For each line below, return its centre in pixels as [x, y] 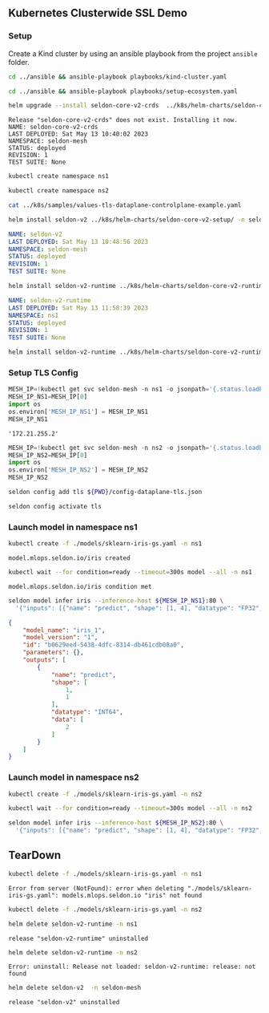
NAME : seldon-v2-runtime [50, 300]
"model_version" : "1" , [60, 638]
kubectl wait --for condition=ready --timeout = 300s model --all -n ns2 [130, 808]
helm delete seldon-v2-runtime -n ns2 [73, 952]
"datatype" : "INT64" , [87, 712]
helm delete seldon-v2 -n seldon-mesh [75, 988]
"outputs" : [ [44, 660]
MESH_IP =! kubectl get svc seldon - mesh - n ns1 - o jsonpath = [109, 389]
